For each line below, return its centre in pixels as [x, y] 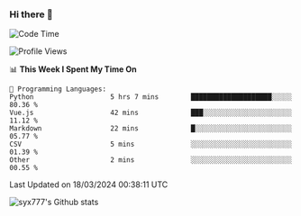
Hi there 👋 [32, 14]
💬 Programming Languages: [58, 89]
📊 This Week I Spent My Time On [73, 69]
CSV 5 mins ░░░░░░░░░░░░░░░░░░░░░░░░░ [151, 144]
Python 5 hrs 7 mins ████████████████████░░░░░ [151, 97]
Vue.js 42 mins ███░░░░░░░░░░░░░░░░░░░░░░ [151, 113]
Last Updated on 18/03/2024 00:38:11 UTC [89, 184]
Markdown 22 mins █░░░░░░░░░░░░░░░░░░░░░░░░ [151, 129]
